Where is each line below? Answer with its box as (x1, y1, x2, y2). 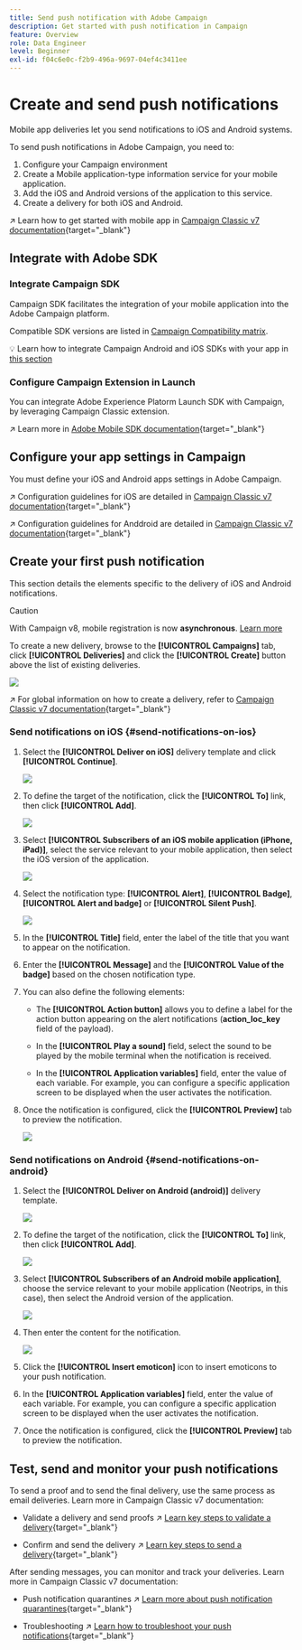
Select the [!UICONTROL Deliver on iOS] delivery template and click (22, 746, 277, 757)
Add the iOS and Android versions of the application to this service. (22, 187, 273, 199)
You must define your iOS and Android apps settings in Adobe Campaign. (9, 473, 282, 484)
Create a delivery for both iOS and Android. (22, 197, 183, 208)
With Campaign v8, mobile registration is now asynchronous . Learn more (9, 623, 283, 633)
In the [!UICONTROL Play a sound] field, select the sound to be (35, 1040, 272, 1051)
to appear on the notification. (22, 942, 131, 952)
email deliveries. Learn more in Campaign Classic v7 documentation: (9, 1495, 264, 1505)
